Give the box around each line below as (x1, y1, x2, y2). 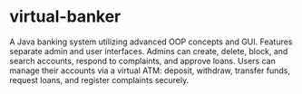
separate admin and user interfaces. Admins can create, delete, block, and (9, 45, 288, 56)
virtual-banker (9, 6, 122, 27)
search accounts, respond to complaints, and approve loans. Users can (9, 55, 277, 66)
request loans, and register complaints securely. (9, 74, 190, 85)
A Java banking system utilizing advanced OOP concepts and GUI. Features (9, 36, 293, 47)
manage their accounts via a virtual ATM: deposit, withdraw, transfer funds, (9, 65, 290, 76)
